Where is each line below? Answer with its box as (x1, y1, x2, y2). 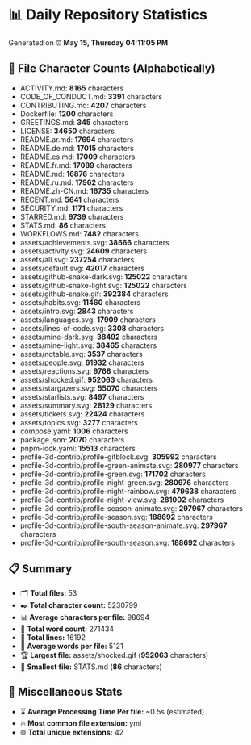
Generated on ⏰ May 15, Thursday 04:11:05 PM (8, 37, 169, 48)
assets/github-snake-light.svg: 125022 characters (19, 280, 188, 290)
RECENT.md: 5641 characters (19, 195, 119, 204)
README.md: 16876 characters (19, 169, 125, 178)
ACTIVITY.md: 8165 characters (19, 83, 124, 93)
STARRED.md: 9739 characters (19, 211, 124, 221)
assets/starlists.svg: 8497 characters (19, 391, 144, 401)
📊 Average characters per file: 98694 (19, 612, 150, 622)
